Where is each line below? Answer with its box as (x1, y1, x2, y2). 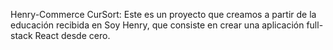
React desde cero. (34, 30, 111, 41)
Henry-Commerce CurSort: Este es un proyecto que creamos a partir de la (10, 9, 317, 20)
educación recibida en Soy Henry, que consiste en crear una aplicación (10, 19, 305, 31)
